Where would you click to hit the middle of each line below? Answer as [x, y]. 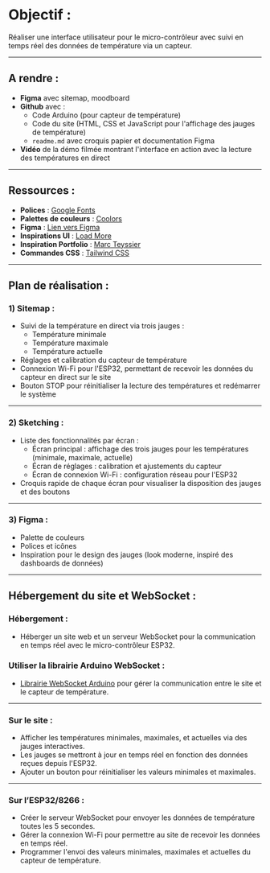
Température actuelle [67, 352]
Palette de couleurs [52, 537]
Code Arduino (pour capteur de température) [106, 115]
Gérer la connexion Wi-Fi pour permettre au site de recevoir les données [140, 835]
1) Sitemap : [31, 308]
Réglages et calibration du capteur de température [103, 360]
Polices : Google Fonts [57, 210]
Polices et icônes [48, 546]
